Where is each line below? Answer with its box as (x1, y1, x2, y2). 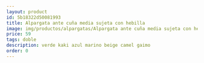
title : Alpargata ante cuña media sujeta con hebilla (6, 20, 146, 26)
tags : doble (6, 37, 36, 43)
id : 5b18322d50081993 (6, 14, 61, 20)
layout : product (6, 8, 47, 15)
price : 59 (6, 31, 32, 37)
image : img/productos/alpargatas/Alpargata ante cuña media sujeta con (6, 25, 191, 32)
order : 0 (6, 48, 29, 54)
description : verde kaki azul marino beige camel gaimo (6, 43, 151, 49)
